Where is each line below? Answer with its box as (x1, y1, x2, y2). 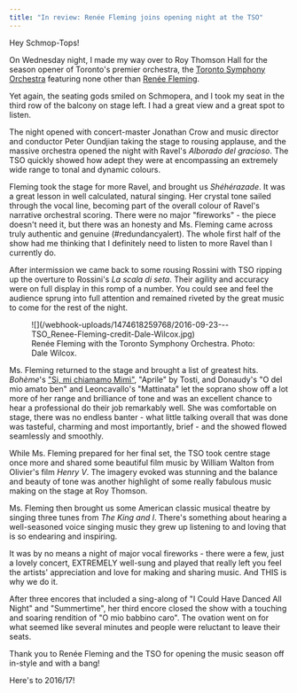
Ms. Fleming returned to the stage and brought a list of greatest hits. (9, 364, 259, 375)
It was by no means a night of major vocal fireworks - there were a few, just (9, 548, 285, 558)
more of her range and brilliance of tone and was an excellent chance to (9, 393, 272, 403)
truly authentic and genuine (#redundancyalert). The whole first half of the (9, 228, 281, 239)
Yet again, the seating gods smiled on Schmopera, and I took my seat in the (9, 90, 285, 101)
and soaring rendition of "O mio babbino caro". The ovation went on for (9, 612, 269, 623)
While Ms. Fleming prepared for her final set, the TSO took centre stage (9, 448, 270, 458)
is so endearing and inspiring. (9, 531, 118, 541)
